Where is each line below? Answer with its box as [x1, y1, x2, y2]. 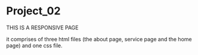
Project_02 [6, 4, 61, 18]
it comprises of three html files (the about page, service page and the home [6, 35, 192, 42]
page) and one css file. [6, 42, 63, 49]
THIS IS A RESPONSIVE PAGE [6, 24, 79, 31]
